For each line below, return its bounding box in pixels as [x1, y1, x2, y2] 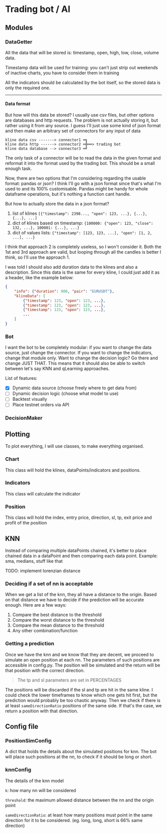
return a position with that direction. [5, 708, 79, 714]
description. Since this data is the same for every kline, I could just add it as [5, 269, 160, 275]
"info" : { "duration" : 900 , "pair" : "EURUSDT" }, [14, 289, 114, 294]
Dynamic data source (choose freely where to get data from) [12, 385, 137, 391]
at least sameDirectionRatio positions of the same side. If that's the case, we [5, 702, 162, 708]
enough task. [5, 166, 32, 171]
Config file [5, 722, 39, 731]
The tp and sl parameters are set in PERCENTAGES [17, 677, 122, 683]
